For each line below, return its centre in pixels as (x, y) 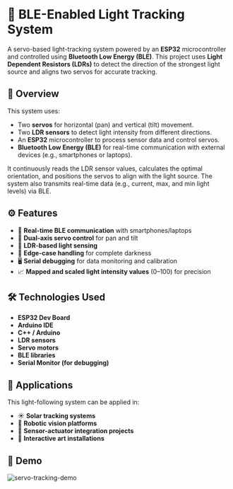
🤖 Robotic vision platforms (57, 423)
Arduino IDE (36, 326)
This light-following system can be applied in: (73, 402)
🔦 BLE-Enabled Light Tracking (96, 15)
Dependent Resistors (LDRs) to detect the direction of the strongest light (114, 64)
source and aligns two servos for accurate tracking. (82, 71)
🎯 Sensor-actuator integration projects (76, 431)
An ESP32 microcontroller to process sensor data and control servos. (119, 139)
